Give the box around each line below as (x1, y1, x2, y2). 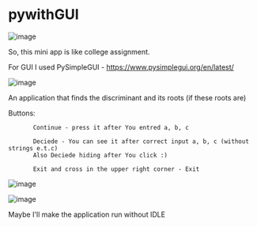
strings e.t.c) (8, 144, 59, 152)
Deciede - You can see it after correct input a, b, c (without (32, 137, 249, 146)
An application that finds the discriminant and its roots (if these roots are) (8, 93, 247, 102)
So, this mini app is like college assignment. (8, 47, 150, 56)
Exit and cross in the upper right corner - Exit (32, 165, 200, 173)
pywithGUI (8, 6, 79, 24)
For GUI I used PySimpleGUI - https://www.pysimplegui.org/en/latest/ (8, 62, 235, 72)
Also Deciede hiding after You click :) (32, 151, 168, 159)
